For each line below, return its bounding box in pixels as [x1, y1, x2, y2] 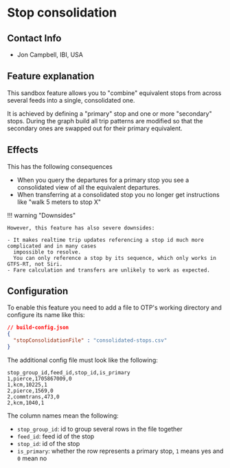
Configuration [7, 285, 69, 297]
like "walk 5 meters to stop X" [16, 198, 102, 206]
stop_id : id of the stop [16, 439, 80, 447]
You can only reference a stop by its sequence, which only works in [13, 254, 216, 261]
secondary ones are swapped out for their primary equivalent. [7, 124, 183, 132]
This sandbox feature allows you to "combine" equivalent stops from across [7, 88, 222, 97]
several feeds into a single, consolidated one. [7, 96, 135, 104]
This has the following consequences [7, 162, 113, 170]
